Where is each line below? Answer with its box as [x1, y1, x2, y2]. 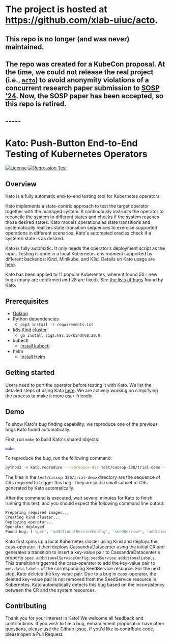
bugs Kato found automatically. [5, 426, 71, 432]
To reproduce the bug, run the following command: [5, 455, 112, 461]
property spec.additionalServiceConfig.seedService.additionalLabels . [5, 555, 156, 561]
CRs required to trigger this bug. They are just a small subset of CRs [5, 480, 148, 486]
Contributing [5, 602, 47, 610]
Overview [5, 180, 37, 188]
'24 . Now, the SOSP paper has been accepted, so [5, 92, 164, 100]
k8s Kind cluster [12, 327, 47, 333]
